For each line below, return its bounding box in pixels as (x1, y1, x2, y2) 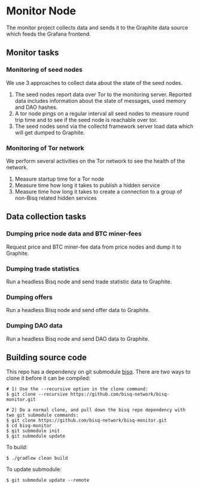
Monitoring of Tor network (6, 143, 85, 152)
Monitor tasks (6, 48, 59, 58)
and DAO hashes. (14, 103, 58, 111)
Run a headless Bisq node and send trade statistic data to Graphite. (6, 278, 172, 285)
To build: (6, 444, 28, 451)
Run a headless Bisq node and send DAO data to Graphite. (6, 335, 149, 342)
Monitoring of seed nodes (6, 66, 83, 74)
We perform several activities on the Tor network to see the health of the (6, 157, 185, 164)
